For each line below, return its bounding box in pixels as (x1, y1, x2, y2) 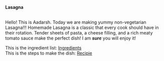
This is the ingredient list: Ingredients (5, 45, 82, 50)
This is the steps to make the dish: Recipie (5, 50, 93, 56)
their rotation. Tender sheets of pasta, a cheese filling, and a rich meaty (5, 30, 153, 35)
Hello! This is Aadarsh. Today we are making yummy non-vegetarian (5, 19, 146, 25)
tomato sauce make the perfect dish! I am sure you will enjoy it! (5, 35, 136, 41)
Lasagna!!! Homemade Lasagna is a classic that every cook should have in (5, 24, 159, 30)
